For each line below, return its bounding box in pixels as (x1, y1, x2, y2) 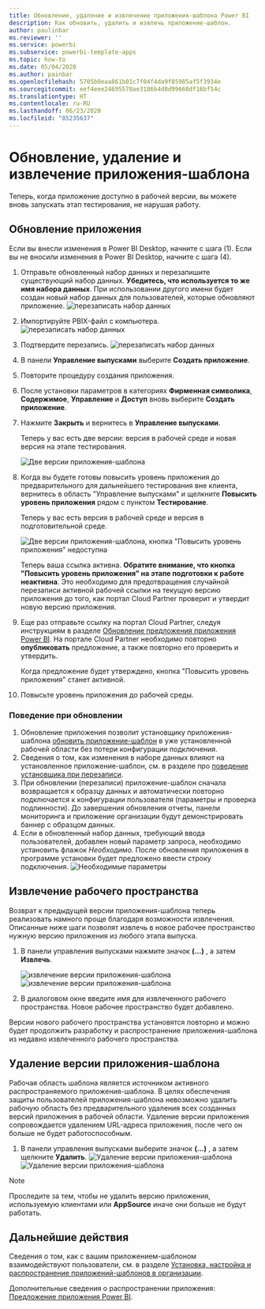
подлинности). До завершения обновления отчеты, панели (20, 803, 221, 812)
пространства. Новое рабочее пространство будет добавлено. (20, 1002, 234, 1011)
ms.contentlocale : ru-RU (9, 100, 91, 107)
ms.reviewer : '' (9, 33, 62, 42)
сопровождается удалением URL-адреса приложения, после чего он (9, 1119, 243, 1130)
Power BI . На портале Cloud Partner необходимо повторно (20, 634, 217, 644)
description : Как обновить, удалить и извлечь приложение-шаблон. (9, 19, 232, 27)
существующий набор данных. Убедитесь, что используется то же (20, 276, 251, 285)
